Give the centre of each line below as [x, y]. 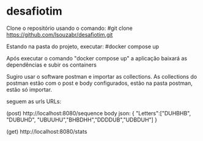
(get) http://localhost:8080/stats [47, 131]
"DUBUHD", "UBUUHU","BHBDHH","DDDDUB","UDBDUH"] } [82, 120]
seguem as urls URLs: [34, 101]
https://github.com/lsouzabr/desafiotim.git [60, 34]
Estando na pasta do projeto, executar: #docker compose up [83, 46]
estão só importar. [29, 89]
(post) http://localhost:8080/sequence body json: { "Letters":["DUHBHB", [99, 113]
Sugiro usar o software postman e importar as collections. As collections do [102, 76]
